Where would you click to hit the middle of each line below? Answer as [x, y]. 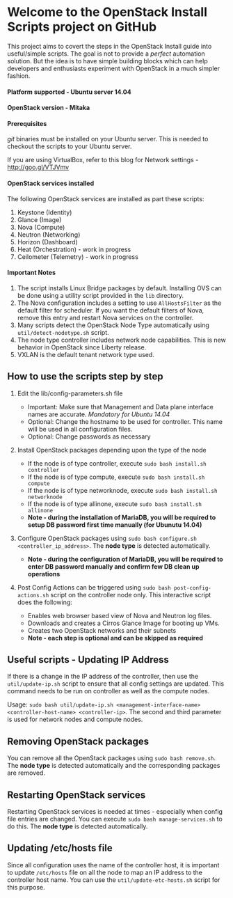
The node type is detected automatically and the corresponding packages [114, 766]
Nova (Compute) [41, 227]
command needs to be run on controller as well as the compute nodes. [109, 691]
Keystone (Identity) [45, 212]
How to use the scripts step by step [85, 377]
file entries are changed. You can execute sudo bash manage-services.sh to [115, 819]
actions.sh [33, 595]
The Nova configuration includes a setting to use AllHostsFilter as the [119, 303]
